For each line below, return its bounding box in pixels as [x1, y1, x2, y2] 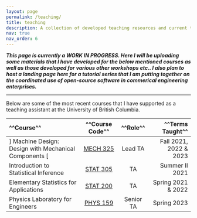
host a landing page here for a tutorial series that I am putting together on [6, 71, 190, 77]
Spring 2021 [152, 178, 188, 186]
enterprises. [6, 83, 37, 90]
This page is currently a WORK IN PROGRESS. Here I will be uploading [6, 52, 179, 59]
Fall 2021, [160, 137, 188, 145]
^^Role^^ [121, 124, 145, 132]
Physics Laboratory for [9, 195, 72, 203]
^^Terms [164, 120, 188, 128]
